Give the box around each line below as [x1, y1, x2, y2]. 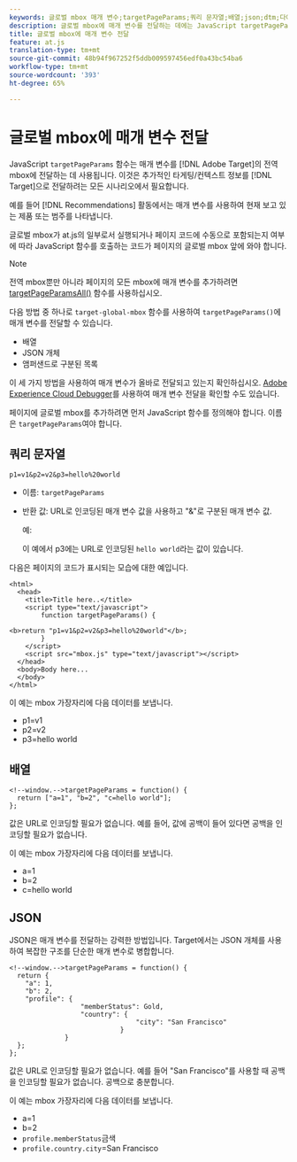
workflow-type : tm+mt [9, 63, 89, 72]
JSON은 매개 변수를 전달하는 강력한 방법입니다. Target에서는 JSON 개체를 [9, 935, 266, 945]
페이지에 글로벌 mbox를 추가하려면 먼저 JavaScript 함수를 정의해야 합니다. [9, 407, 267, 417]
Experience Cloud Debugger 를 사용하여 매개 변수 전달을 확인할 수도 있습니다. [9, 388, 280, 399]
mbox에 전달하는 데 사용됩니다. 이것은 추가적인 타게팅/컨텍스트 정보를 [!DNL [9, 169, 272, 180]
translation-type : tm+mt [9, 46, 101, 55]
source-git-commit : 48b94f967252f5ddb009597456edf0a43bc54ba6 [9, 54, 243, 63]
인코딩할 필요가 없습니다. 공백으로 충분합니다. [18, 1077, 175, 1087]
